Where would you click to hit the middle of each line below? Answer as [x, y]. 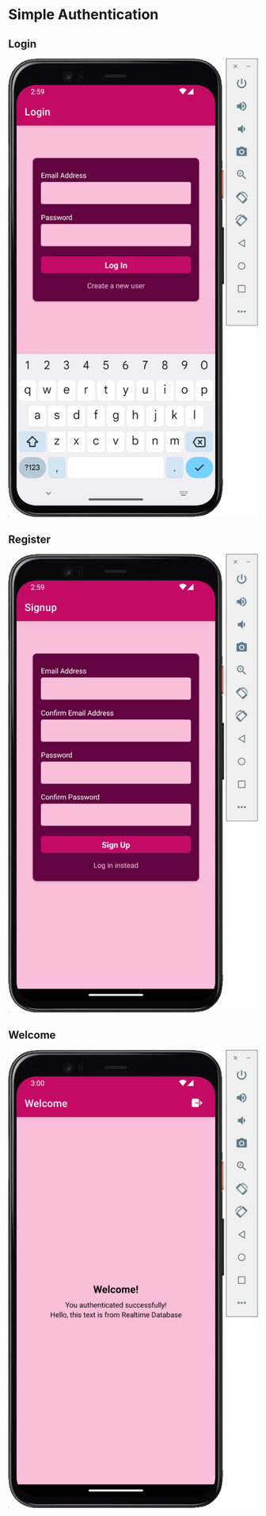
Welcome [32, 1035]
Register [30, 539]
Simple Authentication [84, 15]
